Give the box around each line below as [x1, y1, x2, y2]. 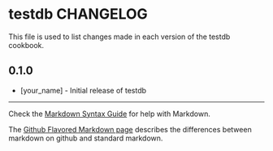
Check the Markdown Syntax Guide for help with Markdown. [8, 109, 211, 119]
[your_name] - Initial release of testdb [19, 85, 147, 95]
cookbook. [8, 40, 45, 50]
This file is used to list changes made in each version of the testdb [8, 32, 231, 41]
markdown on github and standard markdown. [8, 133, 163, 143]
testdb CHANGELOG [8, 5, 148, 24]
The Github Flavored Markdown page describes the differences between [8, 124, 252, 134]
